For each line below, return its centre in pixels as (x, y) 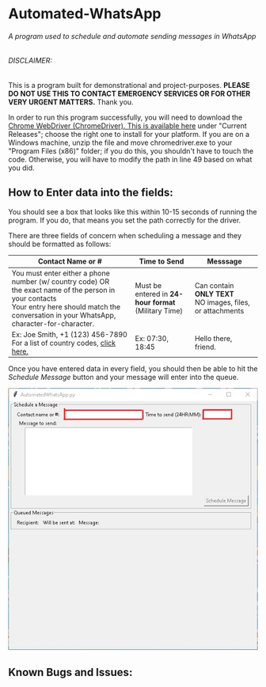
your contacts (34, 298)
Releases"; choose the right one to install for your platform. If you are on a (129, 134)
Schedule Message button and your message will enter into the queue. (123, 378)
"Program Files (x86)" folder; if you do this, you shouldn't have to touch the (131, 151)
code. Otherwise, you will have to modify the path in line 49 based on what (130, 159)
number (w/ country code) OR (61, 281)
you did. (21, 168)
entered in (152, 294)
